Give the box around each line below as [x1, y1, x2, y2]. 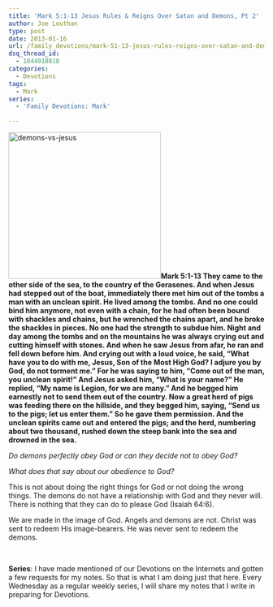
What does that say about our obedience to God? [8, 467, 175, 476]
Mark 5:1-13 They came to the [161, 271, 263, 281]
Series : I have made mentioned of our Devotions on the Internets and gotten [8, 564, 264, 574]
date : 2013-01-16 [8, 34, 67, 43]
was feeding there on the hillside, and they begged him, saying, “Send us [8, 401, 260, 411]
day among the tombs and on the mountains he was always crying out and [8, 332, 265, 342]
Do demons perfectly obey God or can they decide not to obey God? [8, 451, 238, 461]
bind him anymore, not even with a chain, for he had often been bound [8, 306, 249, 316]
